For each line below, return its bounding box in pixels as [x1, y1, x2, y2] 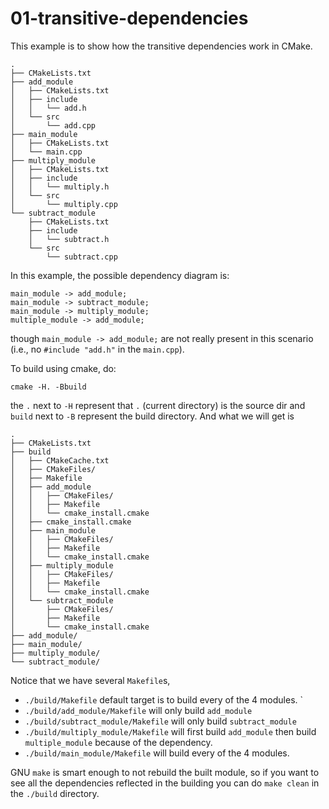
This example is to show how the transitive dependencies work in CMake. [10, 40, 313, 52]
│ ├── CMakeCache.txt [10, 455, 110, 466]
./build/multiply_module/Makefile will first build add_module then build [24, 725, 317, 737]
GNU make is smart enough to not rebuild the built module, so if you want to [10, 766, 320, 778]
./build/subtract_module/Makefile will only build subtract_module [24, 715, 297, 727]
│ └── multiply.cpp [10, 199, 118, 209]
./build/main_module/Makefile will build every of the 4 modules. [24, 747, 290, 759]
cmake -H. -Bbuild [10, 382, 87, 392]
